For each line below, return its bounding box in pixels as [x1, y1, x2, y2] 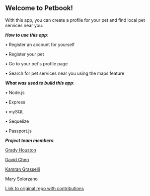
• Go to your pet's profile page [5, 60, 68, 66]
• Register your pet [5, 51, 44, 57]
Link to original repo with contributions [5, 185, 84, 191]
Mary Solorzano [5, 176, 38, 182]
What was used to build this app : [5, 80, 75, 86]
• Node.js [5, 89, 25, 96]
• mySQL [5, 108, 24, 114]
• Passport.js [5, 128, 32, 134]
